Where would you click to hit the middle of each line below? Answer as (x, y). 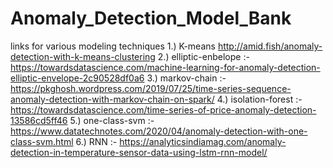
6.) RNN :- (96, 141)
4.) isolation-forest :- (259, 99)
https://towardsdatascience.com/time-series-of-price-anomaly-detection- (163, 109)
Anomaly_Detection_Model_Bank (151, 18)
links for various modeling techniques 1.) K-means (113, 46)
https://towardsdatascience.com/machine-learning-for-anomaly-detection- (165, 67)
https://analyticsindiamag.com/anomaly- (203, 141)
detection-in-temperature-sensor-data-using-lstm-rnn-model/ (139, 152)
